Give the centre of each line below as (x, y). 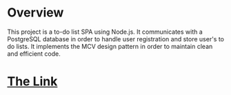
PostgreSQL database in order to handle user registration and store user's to (116, 39)
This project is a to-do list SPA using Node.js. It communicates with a (105, 32)
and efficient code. (34, 54)
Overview (36, 13)
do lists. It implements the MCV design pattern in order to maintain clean (110, 46)
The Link (32, 82)
